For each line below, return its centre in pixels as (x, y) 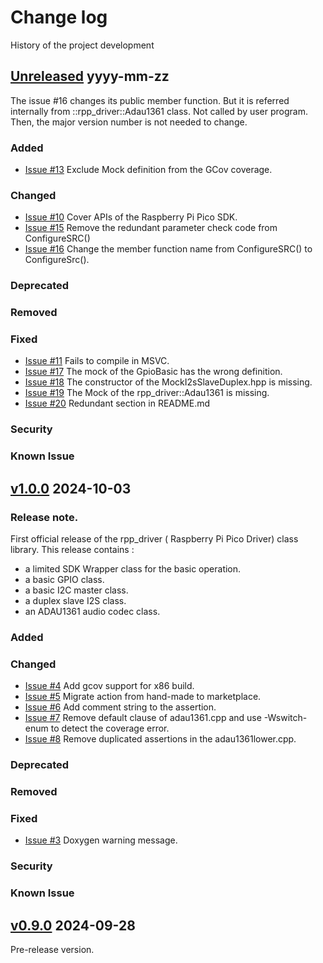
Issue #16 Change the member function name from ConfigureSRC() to (168, 249)
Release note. (44, 517)
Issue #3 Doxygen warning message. (101, 840)
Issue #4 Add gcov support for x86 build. (109, 686)
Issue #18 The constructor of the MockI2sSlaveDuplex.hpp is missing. (168, 382)
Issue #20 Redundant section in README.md (117, 403)
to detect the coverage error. (110, 728)
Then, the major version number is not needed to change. (129, 122)
